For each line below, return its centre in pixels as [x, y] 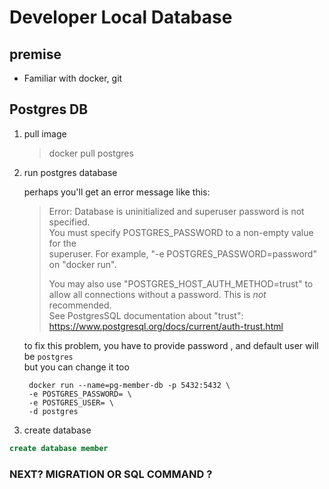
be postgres [48, 356]
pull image [45, 133]
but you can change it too [76, 367]
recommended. [80, 305]
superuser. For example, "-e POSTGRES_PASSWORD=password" [182, 253]
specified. [69, 222]
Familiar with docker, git [73, 78]
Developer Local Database [121, 17]
